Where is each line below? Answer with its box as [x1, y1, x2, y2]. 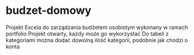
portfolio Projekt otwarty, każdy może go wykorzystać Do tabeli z [5, 30, 169, 37]
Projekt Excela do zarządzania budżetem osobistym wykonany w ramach [5, 24, 189, 31]
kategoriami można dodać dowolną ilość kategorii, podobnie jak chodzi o [5, 36, 189, 44]
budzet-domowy [5, 4, 92, 18]
